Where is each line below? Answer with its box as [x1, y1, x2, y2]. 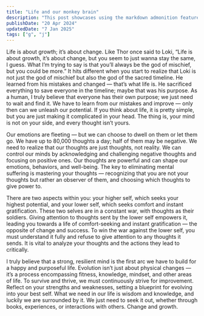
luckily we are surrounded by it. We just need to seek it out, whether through [6, 297, 198, 304]
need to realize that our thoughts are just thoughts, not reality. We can [6, 144, 182, 151]
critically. [6, 246, 29, 253]
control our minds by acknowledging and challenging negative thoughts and [6, 150, 197, 158]
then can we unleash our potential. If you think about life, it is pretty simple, [6, 106, 194, 114]
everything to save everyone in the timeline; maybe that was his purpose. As [6, 87, 197, 94]
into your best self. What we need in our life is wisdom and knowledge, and [6, 290, 194, 298]
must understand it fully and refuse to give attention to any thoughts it [6, 233, 181, 241]
